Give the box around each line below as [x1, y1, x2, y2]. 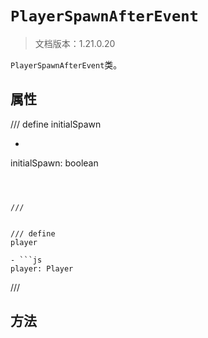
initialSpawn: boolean [10, 157, 99, 169]
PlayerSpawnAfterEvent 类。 [10, 58, 123, 71]
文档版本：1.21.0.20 [34, 37, 116, 49]
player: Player [10, 263, 74, 274]
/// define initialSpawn [10, 118, 102, 130]
